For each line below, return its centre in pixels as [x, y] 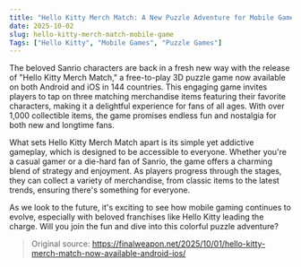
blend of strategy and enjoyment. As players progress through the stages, [146, 171]
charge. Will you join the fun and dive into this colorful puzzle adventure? [144, 227]
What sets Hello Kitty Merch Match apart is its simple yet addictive [132, 142]
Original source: [61, 244]
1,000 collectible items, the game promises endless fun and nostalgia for [143, 116]
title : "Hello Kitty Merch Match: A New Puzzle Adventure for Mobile [142, 17]
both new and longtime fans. [62, 125]
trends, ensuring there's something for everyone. [100, 190]
